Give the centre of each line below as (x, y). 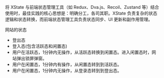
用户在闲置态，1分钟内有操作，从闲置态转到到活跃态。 (67, 64)
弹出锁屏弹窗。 (32, 58)
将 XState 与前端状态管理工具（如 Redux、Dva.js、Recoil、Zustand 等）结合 (82, 7)
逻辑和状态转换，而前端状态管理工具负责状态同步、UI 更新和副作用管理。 (79, 19)
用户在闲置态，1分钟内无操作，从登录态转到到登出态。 (67, 70)
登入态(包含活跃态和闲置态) (40, 46)
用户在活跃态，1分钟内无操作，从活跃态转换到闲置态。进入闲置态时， (82, 52)
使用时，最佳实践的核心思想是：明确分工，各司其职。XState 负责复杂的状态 (81, 13)
